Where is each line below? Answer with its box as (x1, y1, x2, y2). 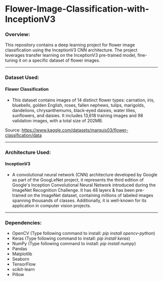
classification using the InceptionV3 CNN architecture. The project (5, 47, 138, 53)
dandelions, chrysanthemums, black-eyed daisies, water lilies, (12, 107, 137, 113)
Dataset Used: (5, 74, 40, 81)
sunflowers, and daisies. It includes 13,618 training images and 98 (12, 113, 143, 118)
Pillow (12, 272, 24, 278)
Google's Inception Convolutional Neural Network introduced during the (12, 182, 156, 188)
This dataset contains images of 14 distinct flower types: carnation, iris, (12, 97, 155, 103)
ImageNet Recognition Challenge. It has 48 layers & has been (12, 187, 135, 193)
